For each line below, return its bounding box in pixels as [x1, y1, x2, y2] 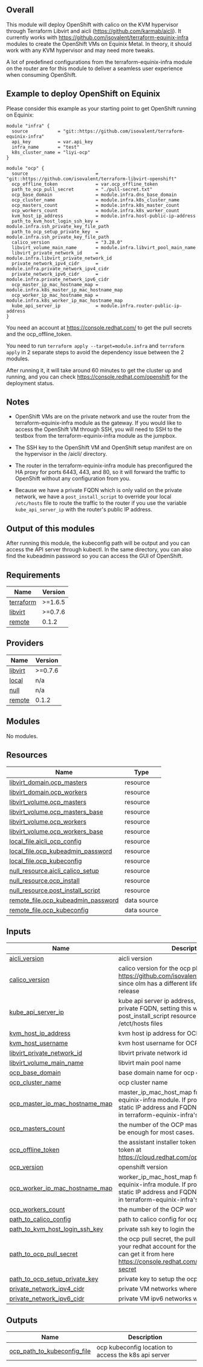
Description [127, 1333, 163, 1342]
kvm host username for [118, 1039, 184, 1048]
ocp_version [9, 1163, 43, 1172]
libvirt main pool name [118, 1059, 181, 1067]
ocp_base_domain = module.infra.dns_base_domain [11, 192, 177, 198]
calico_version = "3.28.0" [11, 239, 123, 245]
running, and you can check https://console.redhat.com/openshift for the [6, 373, 188, 380]
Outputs [6, 1315, 38, 1325]
